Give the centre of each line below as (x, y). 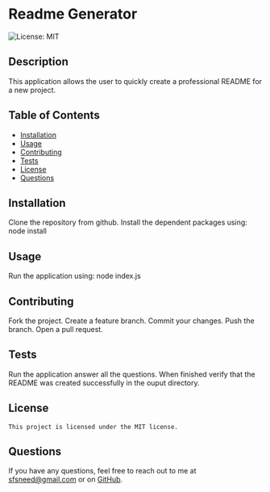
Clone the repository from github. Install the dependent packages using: (128, 222)
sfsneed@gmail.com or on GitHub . (66, 479)
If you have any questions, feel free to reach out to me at (102, 471)
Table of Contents (54, 115)
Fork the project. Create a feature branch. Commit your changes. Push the (132, 321)
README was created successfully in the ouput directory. (104, 383)
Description (38, 62)
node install (27, 231)
